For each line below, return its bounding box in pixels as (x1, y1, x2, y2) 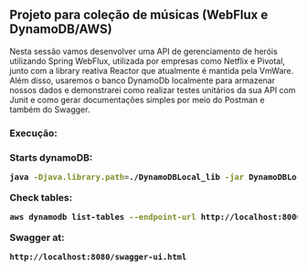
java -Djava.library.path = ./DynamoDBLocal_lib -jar (9, 172, 245, 182)
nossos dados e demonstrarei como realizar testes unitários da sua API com (9, 84, 296, 95)
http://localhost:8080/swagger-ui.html (9, 252, 187, 263)
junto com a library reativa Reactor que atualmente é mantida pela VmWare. (9, 65, 294, 76)
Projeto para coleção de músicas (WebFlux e (9, 7, 269, 23)
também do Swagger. (9, 104, 90, 115)
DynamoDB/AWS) (9, 22, 112, 37)
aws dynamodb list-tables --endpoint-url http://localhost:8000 (9, 212, 302, 223)
